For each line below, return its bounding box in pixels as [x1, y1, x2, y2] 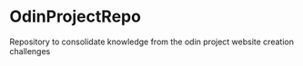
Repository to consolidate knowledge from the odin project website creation [9, 36, 294, 47]
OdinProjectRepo [9, 6, 141, 27]
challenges [9, 45, 51, 56]
